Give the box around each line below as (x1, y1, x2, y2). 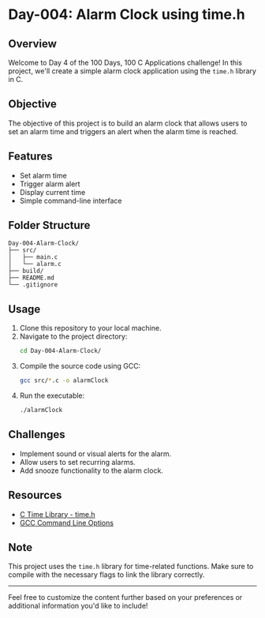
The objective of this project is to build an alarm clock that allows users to (8, 118, 248, 128)
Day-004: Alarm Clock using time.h (8, 6, 246, 24)
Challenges (8, 428, 65, 441)
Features (8, 150, 53, 163)
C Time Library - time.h (19, 509, 96, 519)
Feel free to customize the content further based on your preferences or (8, 593, 243, 602)
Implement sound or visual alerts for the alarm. (19, 448, 172, 459)
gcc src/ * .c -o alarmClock (19, 376, 109, 384)
